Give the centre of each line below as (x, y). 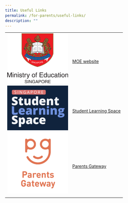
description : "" (21, 21)
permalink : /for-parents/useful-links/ (46, 15)
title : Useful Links (26, 10)
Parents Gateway (89, 166)
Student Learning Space (96, 111)
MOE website (85, 61)
